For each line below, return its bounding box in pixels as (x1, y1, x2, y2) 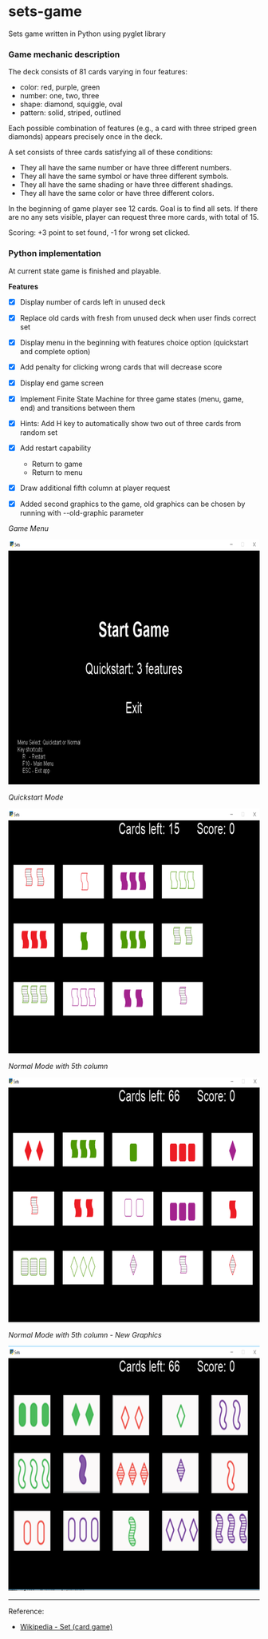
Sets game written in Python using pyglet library (8, 29, 166, 38)
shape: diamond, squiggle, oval (19, 99, 123, 110)
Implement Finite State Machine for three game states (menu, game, (19, 394, 244, 404)
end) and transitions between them (19, 403, 136, 413)
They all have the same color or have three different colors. (19, 189, 215, 198)
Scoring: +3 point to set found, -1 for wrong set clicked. (8, 228, 191, 237)
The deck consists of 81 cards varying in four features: (8, 67, 187, 77)
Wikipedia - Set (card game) (19, 1622, 113, 1632)
